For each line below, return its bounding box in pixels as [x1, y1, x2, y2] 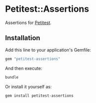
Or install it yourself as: [5, 83, 52, 89]
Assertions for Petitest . [5, 20, 52, 26]
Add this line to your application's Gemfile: [5, 47, 91, 52]
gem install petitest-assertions [5, 93, 74, 98]
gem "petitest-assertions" [5, 56, 61, 61]
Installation [5, 34, 40, 42]
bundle [5, 75, 19, 79]
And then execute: [5, 65, 42, 71]
